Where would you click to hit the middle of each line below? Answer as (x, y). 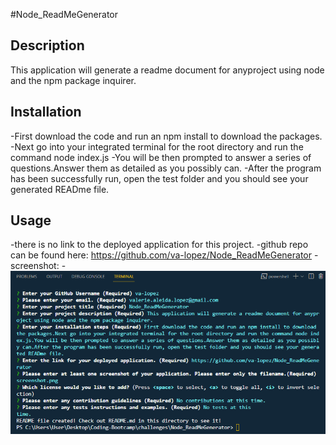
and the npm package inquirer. (73, 80)
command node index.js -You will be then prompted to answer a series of (161, 157)
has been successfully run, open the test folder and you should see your (159, 178)
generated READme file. (60, 189)
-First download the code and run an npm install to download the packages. (166, 136)
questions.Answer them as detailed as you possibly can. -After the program (166, 168)
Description (47, 45)
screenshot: (35, 266)
